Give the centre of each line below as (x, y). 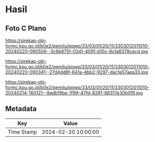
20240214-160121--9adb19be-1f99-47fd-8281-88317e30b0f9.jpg (74, 93)
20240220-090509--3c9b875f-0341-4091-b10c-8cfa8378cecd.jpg (77, 51)
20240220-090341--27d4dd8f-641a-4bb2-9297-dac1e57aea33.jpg (77, 72)
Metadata (21, 109)
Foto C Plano (26, 28)
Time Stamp (23, 132)
